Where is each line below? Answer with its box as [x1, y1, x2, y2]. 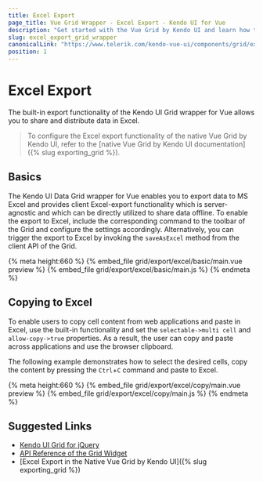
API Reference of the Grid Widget [19, 448, 128, 458]
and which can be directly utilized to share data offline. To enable [38, 208, 248, 217]
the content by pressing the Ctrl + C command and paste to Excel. [8, 365, 218, 375]
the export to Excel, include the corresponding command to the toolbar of [8, 216, 246, 226]
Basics [8, 170, 41, 184]
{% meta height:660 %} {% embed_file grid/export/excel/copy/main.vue [8, 380, 241, 390]
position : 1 [8, 48, 47, 56]
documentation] [194, 139, 246, 149]
